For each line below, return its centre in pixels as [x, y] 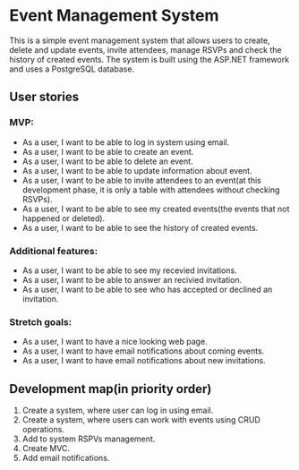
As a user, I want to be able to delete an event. [108, 161]
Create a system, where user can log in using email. [118, 410]
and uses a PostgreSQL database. [72, 69]
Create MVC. [46, 449]
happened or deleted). [64, 218]
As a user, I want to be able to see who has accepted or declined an [147, 289]
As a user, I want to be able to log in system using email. [126, 142]
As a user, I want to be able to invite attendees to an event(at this [141, 180]
